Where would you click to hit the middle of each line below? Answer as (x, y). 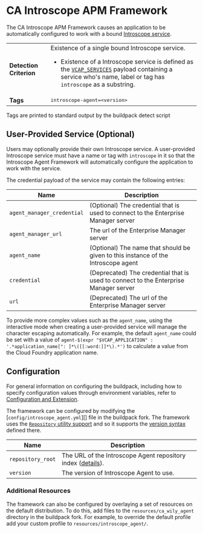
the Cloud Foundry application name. (52, 352)
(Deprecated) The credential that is (139, 272)
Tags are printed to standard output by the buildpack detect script (88, 115)
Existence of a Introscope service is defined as (127, 61)
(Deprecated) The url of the (129, 298)
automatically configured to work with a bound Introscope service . (89, 33)
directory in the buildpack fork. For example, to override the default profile (99, 517)
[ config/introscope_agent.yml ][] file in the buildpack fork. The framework (98, 417)
